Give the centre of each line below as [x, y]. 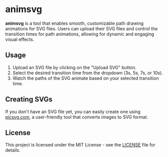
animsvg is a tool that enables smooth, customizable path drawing [74, 23]
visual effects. [20, 39]
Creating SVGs [29, 99]
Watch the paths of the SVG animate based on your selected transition [86, 78]
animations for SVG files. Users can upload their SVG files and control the [81, 28]
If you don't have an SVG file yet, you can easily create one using [73, 112]
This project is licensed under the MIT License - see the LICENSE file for [80, 145]
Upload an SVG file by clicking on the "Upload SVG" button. [74, 67]
